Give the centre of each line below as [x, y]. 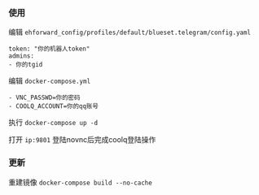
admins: [22, 56]
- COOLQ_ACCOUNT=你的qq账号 [54, 106]
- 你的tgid [26, 65]
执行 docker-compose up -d [53, 123]
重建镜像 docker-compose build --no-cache [80, 182]
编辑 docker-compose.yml [50, 81]
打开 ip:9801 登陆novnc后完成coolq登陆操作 [82, 140]
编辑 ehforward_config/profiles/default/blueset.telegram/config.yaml [129, 32]
